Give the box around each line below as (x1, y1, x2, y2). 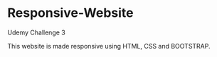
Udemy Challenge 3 (7, 28, 65, 37)
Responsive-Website (7, 5, 134, 21)
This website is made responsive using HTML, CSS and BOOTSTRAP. (7, 42, 211, 50)
